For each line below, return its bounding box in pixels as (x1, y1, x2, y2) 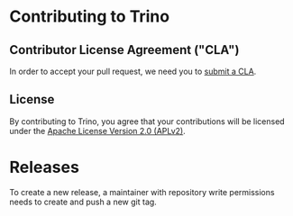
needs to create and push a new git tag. (9, 196, 158, 207)
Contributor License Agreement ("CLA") (9, 42, 240, 58)
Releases (9, 157, 79, 177)
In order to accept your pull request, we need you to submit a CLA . (9, 66, 257, 76)
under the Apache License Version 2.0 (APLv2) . (9, 125, 187, 136)
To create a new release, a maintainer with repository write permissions (9, 186, 275, 197)
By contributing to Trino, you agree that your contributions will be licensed (9, 115, 286, 127)
